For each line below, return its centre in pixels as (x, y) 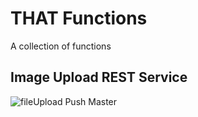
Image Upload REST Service (99, 77)
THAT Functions (79, 18)
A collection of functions (61, 46)
